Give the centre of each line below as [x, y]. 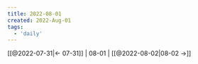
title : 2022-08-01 [34, 14]
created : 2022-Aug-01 [39, 20]
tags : [15, 27]
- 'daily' [28, 33]
